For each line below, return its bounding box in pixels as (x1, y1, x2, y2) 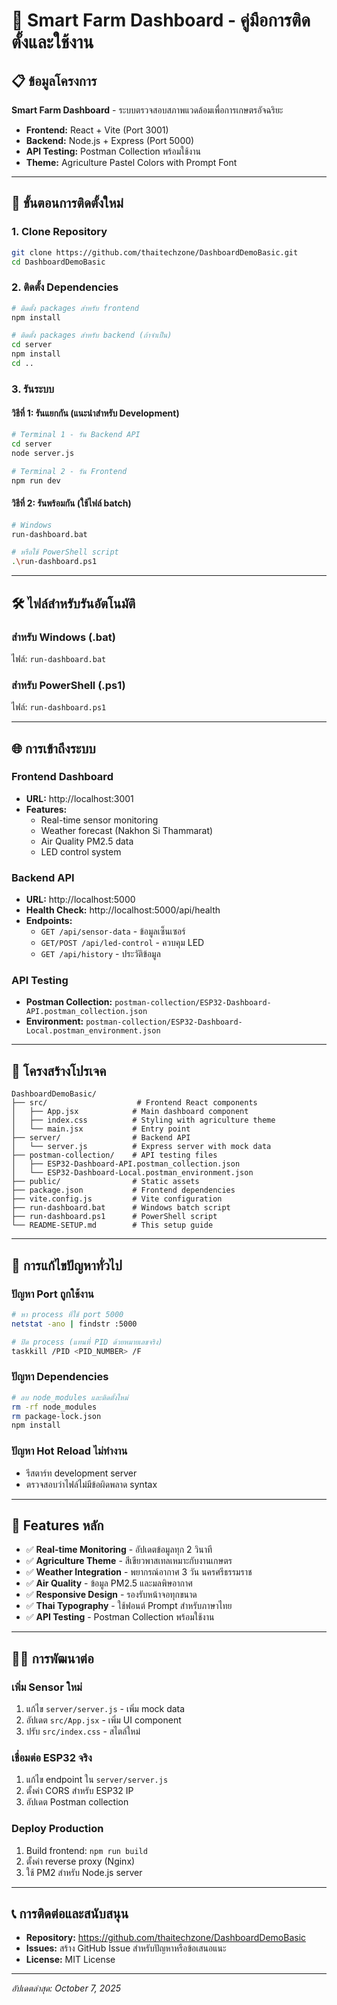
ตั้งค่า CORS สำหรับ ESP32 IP (25, 1785, 134, 1797)
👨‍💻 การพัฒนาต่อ (11, 1650, 94, 1667)
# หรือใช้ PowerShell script (11, 547, 119, 558)
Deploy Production (11, 1822, 104, 1836)
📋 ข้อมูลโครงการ (11, 72, 98, 89)
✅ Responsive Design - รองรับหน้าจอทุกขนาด (25, 1589, 198, 1601)
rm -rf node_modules (11, 1402, 98, 1412)
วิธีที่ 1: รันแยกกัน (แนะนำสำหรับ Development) (11, 407, 180, 419)
